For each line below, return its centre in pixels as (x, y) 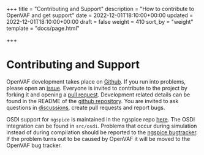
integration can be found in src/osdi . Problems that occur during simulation (102, 126)
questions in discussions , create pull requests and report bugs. (86, 107)
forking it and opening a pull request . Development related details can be (98, 95)
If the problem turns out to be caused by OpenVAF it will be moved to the (98, 139)
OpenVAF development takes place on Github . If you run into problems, (96, 81)
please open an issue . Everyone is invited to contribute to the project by (97, 88)
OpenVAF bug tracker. (34, 145)
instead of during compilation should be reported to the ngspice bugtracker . (102, 132)
